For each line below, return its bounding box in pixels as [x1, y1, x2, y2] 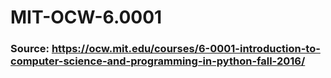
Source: [10, 42, 50, 56]
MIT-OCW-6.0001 [10, 6, 163, 29]
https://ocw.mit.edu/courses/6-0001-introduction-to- [51, 42, 321, 56]
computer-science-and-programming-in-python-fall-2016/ [10, 54, 306, 68]
